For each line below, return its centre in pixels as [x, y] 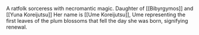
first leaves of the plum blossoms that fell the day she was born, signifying [97, 21]
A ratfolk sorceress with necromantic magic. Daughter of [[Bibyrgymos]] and [100, 8]
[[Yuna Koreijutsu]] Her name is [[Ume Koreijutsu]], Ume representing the [96, 15]
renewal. [17, 27]
